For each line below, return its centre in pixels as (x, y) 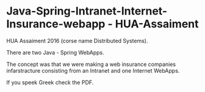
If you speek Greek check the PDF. (50, 82)
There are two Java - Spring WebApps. (56, 52)
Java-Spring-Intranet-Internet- (87, 11)
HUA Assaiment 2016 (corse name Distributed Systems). (77, 41)
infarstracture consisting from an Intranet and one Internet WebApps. (93, 70)
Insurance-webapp (56, 24)
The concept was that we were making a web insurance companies (91, 64)
